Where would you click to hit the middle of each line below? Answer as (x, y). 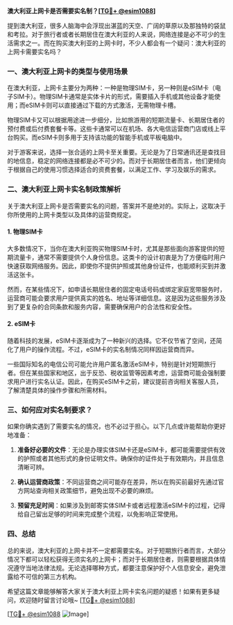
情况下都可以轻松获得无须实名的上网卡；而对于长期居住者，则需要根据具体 (113, 559)
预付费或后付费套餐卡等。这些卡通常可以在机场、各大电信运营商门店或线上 (113, 129)
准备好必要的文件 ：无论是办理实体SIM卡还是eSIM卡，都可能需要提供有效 (121, 450)
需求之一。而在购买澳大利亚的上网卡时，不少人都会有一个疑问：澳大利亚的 (119, 43)
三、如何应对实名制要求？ (50, 409)
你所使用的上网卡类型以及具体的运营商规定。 (71, 214)
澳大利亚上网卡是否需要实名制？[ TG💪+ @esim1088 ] (81, 11)
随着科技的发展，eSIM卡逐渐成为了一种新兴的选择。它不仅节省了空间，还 (112, 341)
